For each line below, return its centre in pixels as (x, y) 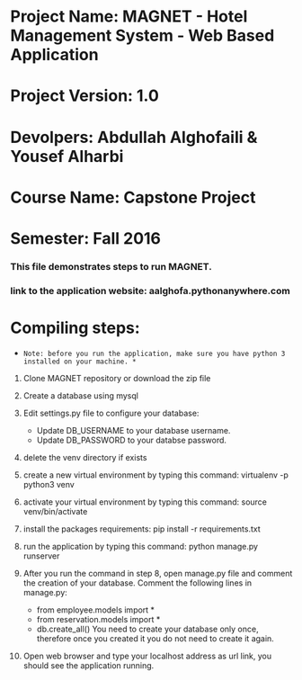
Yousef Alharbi (67, 156)
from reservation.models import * (98, 619)
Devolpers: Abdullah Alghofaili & (134, 137)
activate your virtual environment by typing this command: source (145, 502)
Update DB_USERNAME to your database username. (133, 430)
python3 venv (49, 484)
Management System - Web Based (142, 36)
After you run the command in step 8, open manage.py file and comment (158, 573)
